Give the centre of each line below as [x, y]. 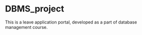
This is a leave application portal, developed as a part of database [71, 22]
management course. [26, 27]
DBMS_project [35, 9]
